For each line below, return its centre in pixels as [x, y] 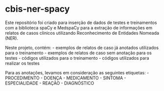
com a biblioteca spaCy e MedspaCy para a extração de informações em [79, 27]
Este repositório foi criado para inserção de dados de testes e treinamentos [81, 23]
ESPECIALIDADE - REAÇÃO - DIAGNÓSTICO [50, 83]
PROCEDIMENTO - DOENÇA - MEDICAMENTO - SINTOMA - [66, 78]
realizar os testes [23, 63]
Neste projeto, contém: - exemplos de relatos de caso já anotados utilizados [82, 47]
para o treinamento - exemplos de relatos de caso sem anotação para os [78, 53]
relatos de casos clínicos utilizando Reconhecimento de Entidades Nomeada [82, 33]
